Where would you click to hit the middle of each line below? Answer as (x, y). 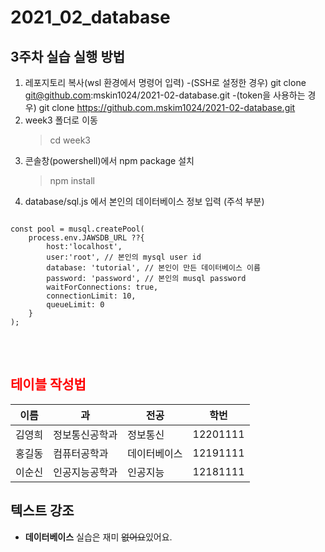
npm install (72, 180)
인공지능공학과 (85, 472)
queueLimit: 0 (75, 305)
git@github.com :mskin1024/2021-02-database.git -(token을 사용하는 (165, 95)
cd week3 (70, 140)
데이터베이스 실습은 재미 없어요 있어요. (98, 537)
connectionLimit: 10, (91, 296)
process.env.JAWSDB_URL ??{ (86, 238)
